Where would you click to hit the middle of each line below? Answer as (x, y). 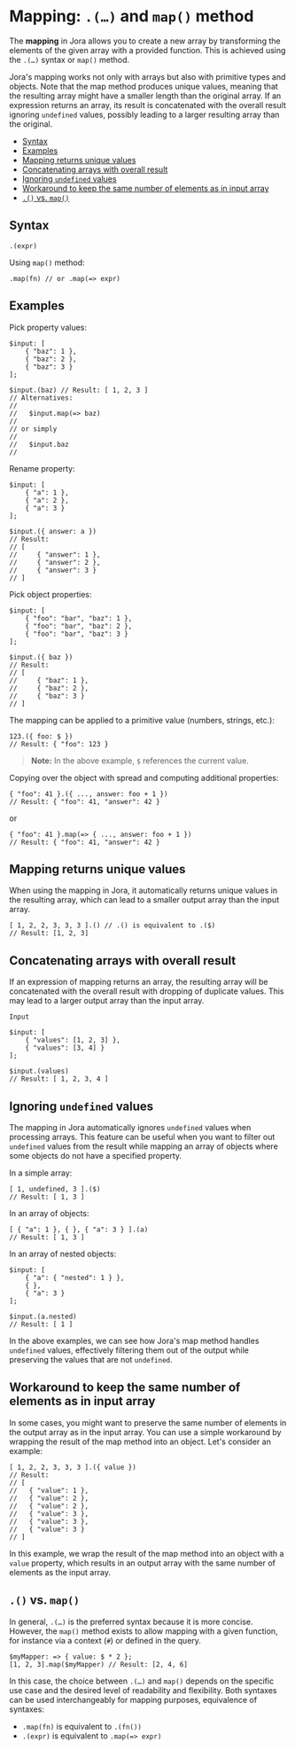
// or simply (33, 429)
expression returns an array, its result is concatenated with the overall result (147, 105)
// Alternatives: (41, 398)
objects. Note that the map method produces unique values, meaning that (144, 86)
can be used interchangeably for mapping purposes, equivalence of (133, 1699)
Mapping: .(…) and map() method (132, 16)
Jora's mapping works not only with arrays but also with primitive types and (147, 76)
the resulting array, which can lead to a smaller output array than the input (144, 900)
